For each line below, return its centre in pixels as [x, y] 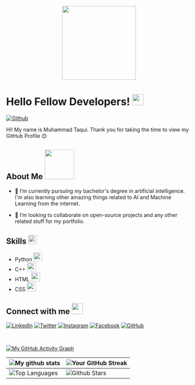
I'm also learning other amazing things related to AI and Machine [93, 197]
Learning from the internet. [47, 203]
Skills [16, 242]
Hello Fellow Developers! [68, 102]
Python [23, 259]
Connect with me [38, 311]
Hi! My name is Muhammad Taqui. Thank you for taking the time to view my [98, 130]
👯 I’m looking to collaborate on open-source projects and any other [96, 215]
